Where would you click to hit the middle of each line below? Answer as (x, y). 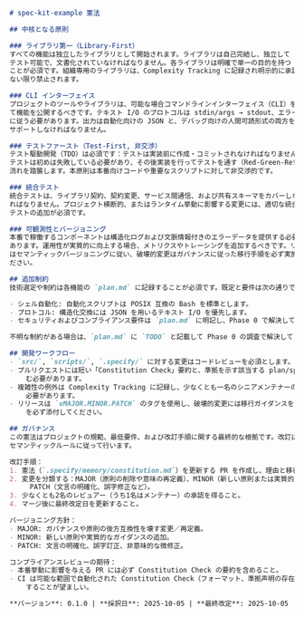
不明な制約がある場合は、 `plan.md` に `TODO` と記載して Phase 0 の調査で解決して (152, 337)
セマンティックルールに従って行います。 (73, 445)
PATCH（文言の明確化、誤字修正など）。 (92, 487)
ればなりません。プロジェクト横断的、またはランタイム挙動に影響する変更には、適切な (147, 204)
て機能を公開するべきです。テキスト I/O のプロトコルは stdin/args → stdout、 (144, 112)
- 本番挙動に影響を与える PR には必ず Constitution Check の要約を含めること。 (146, 571)
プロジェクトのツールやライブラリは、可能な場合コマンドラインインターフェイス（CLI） (150, 104)
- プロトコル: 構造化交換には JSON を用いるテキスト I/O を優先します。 (130, 313)
